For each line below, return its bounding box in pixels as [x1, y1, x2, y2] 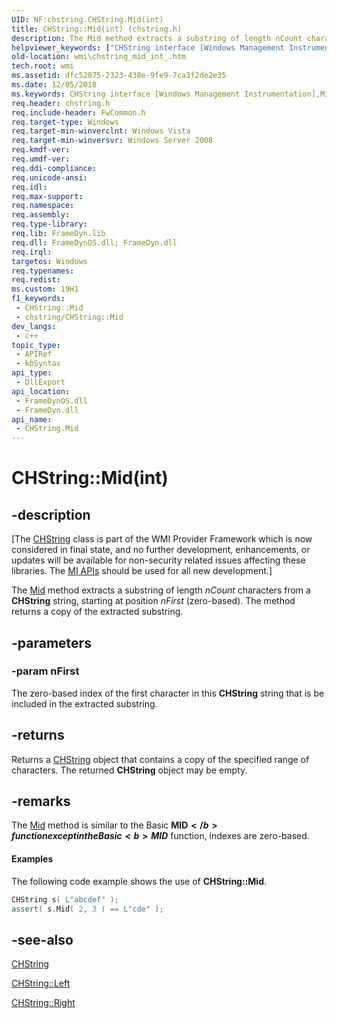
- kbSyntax [15, 359, 61, 369]
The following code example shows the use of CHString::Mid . [11, 875, 268, 887]
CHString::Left [11, 977, 71, 990]
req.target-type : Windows [11, 117, 119, 127]
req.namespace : [11, 201, 75, 211]
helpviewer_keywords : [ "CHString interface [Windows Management [11, 42, 285, 53]
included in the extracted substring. [11, 697, 158, 710]
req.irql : [11, 247, 53, 257]
